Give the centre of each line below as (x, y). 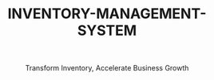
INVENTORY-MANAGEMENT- (107, 14)
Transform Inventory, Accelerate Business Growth (107, 67)
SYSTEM (107, 30)
